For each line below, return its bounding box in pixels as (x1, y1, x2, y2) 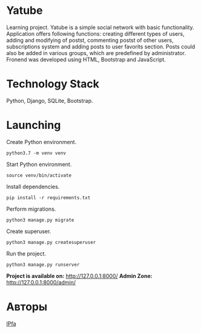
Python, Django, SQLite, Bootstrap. (6, 97, 93, 104)
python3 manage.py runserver (6, 262, 80, 268)
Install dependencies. (6, 183, 60, 190)
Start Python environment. (6, 160, 72, 168)
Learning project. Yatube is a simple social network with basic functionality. (6, 24, 195, 31)
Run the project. (6, 249, 47, 257)
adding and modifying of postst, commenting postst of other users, (6, 36, 174, 44)
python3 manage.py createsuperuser (6, 239, 96, 245)
